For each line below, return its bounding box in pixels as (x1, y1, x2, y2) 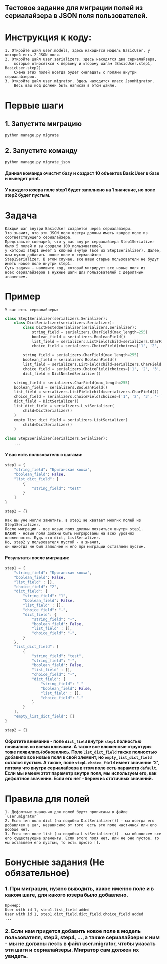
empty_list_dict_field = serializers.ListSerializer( (14, 417, 128, 422)
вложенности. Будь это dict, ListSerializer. (5, 535, 101, 540)
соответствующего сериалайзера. (5, 235, 72, 240)
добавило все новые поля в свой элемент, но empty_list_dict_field (5, 754, 152, 760)
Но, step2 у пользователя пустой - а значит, (5, 539, 101, 545)
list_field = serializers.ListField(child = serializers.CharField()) (14, 389, 159, 395)
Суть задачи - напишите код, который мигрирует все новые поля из (5, 266, 146, 271)
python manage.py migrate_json (5, 160, 70, 165)
